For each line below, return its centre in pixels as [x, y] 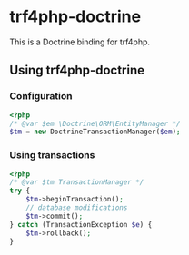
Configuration [41, 96]
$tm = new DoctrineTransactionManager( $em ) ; [95, 132]
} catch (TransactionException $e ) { [81, 224]
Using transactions [52, 155]
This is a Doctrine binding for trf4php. [80, 42]
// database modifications [77, 208]
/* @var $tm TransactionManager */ [77, 182]
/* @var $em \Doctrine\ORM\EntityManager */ [95, 123]
